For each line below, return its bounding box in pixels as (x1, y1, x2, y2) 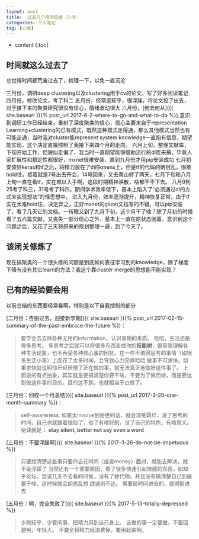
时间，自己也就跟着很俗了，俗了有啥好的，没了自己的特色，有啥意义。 (20, 419, 192, 426)
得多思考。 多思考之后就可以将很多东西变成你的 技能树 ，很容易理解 (20, 342, 184, 349)
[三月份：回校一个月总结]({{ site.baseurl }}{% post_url (6, 392, 137, 399)
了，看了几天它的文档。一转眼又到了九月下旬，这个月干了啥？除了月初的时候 (6, 208, 193, 215)
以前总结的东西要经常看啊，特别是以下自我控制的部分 (6, 301, 136, 309)
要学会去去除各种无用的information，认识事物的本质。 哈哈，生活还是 (20, 334, 191, 341)
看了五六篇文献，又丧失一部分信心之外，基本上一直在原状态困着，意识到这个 (6, 216, 193, 223)
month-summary (6, 399, 47, 406)
